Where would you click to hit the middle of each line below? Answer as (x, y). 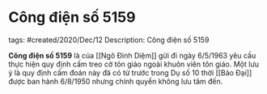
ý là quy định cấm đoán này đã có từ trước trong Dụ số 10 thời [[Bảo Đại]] (130, 72)
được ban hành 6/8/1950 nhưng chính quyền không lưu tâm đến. (116, 81)
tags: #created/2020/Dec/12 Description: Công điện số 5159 (109, 40)
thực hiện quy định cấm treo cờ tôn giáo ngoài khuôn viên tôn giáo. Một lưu (134, 64)
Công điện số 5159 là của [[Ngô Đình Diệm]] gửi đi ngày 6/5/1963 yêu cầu (132, 55)
